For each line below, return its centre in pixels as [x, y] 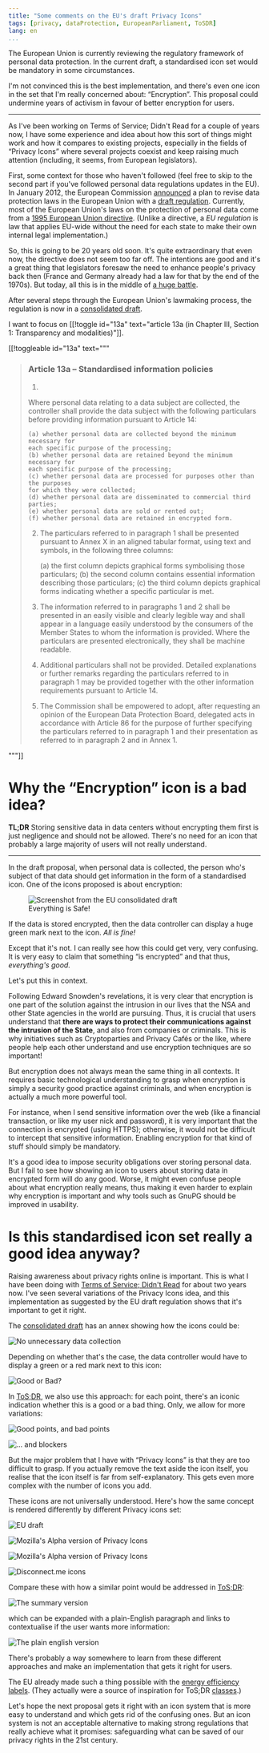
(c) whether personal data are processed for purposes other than [141, 476]
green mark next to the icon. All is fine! [72, 932]
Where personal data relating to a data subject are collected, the [134, 402]
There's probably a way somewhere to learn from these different [115, 1658]
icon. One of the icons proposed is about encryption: [95, 884]
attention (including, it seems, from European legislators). [103, 160]
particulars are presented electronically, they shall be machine [143, 640]
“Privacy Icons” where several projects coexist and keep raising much [123, 151]
